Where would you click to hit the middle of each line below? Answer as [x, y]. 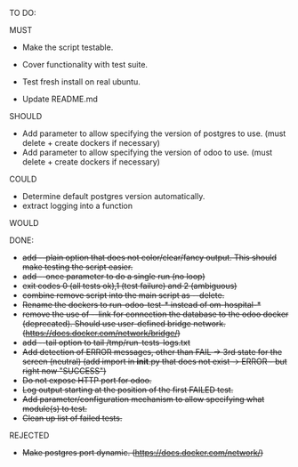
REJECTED [29, 435]
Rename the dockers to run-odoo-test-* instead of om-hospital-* [141, 305]
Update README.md [60, 99]
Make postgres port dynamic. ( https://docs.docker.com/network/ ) [143, 452]
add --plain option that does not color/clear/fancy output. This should [149, 258]
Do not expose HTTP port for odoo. [87, 380]
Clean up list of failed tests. [72, 418]
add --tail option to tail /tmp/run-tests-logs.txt [106, 342]
